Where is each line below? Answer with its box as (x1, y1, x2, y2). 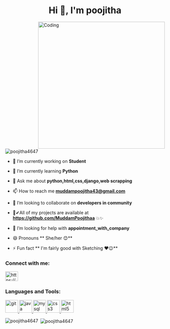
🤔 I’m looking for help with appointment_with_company (12, 225, 130, 231)
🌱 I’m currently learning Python (12, 168, 78, 174)
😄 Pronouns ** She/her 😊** (12, 235, 72, 241)
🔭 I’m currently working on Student (12, 158, 86, 164)
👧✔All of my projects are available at (12, 209, 89, 215)
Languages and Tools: (5, 288, 61, 295)
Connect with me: (5, 259, 50, 267)
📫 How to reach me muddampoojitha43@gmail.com (12, 188, 125, 194)
